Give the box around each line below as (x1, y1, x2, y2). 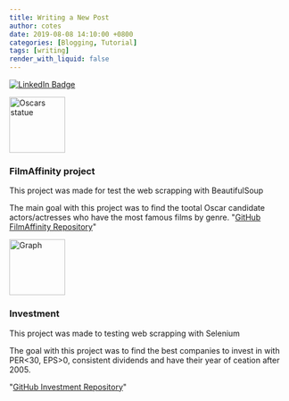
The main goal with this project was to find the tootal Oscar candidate (9, 203, 266, 213)
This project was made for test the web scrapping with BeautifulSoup (9, 185, 264, 196)
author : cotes (9, 21, 62, 30)
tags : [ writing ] (9, 46, 70, 55)
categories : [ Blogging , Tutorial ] (9, 38, 138, 47)
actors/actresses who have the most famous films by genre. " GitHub (9, 212, 261, 223)
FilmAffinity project (9, 164, 95, 177)
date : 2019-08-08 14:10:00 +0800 (9, 29, 134, 38)
